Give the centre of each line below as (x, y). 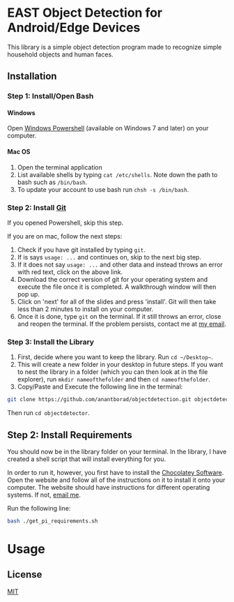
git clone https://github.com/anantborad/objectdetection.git (99, 400)
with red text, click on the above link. (70, 272)
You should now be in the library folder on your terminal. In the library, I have (117, 451)
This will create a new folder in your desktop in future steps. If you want (120, 365)
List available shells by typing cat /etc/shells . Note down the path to (117, 174)
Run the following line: (39, 508)
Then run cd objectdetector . (49, 413)
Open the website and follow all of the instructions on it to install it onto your (116, 480)
